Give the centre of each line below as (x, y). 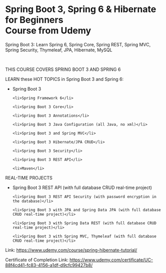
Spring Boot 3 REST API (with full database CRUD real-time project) (82, 188)
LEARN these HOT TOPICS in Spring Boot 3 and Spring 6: (64, 79)
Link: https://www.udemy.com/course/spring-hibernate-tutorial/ (71, 250)
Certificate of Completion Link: (37, 259)
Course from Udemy (48, 31)
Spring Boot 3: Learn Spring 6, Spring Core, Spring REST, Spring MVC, (78, 44)
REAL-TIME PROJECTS (29, 177)
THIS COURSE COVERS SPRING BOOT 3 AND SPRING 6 (63, 69)
